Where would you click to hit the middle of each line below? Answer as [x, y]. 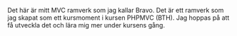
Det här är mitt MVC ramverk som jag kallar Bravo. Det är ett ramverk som [116, 10]
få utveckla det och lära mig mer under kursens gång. [86, 25]
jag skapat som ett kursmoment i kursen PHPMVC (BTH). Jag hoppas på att [118, 18]
